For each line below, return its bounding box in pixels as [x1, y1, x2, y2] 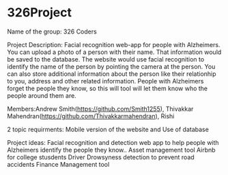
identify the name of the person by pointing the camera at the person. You [7, 62, 216, 70]
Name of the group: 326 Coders [7, 27, 97, 36]
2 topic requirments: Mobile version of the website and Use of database [7, 125, 210, 133]
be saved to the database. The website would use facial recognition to [7, 55, 205, 63]
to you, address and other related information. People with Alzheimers [7, 77, 204, 85]
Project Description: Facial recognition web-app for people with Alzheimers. [7, 40, 220, 49]
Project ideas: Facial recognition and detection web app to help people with [7, 138, 220, 146]
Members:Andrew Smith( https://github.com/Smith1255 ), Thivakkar [7, 105, 194, 113]
